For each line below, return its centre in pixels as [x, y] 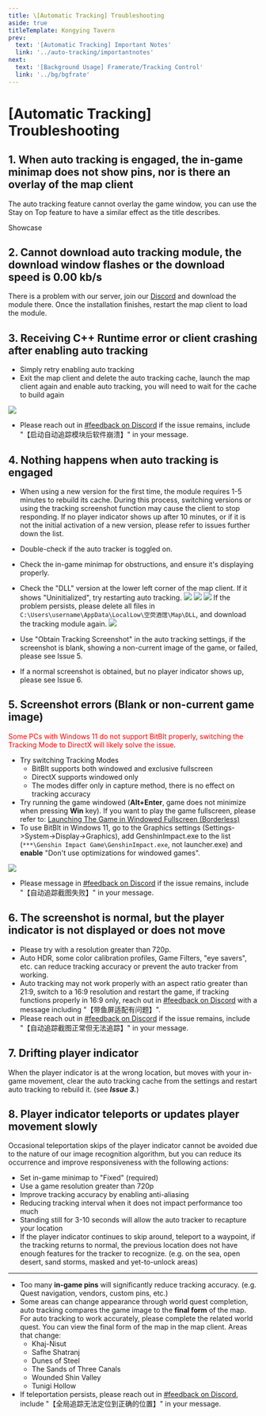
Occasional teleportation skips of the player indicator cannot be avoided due [133, 1145]
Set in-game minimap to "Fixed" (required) [89, 1178]
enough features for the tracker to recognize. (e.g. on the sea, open [130, 1253]
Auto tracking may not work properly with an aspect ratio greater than [133, 983]
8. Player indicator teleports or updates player [124, 1114]
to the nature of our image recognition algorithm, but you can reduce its [125, 1154]
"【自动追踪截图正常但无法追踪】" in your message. [104, 1027]
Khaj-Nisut [49, 1344]
